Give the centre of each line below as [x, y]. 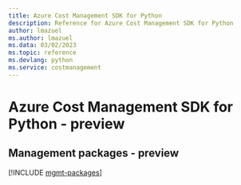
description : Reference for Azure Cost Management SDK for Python [121, 23]
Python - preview [67, 124]
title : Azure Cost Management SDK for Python [85, 16]
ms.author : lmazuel [41, 38]
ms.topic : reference [43, 53]
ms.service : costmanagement [55, 68]
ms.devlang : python [41, 61]
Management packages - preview [94, 154]
